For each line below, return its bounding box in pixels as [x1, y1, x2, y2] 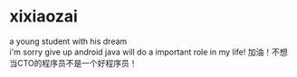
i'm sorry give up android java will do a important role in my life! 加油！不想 [9, 47, 288, 57]
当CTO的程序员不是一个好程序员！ [9, 57, 138, 68]
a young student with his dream [9, 36, 128, 47]
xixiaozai [9, 6, 79, 27]
